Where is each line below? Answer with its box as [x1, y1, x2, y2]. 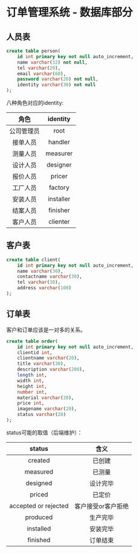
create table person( [6, 48, 61, 54]
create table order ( [6, 338, 59, 344]
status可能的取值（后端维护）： [6, 429, 83, 436]
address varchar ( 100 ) [17, 285, 71, 291]
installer [48, 195, 71, 203]
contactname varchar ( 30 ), [17, 273, 83, 280]
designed [25, 478, 53, 487]
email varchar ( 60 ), [17, 70, 66, 76]
